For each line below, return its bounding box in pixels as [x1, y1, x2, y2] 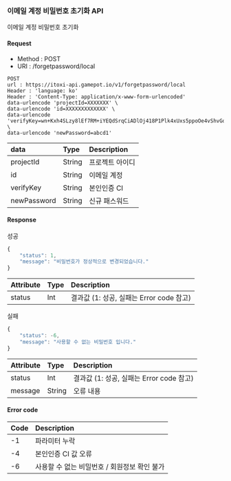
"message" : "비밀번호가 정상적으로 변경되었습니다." [19, 258, 149, 266]
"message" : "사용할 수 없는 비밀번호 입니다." [19, 339, 136, 345]
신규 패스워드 [89, 196, 129, 206]
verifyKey [10, 182, 42, 192]
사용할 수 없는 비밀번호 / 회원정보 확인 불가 [35, 462, 165, 471]
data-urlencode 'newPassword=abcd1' [7, 129, 112, 136]
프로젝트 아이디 [89, 157, 135, 167]
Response [7, 215, 36, 224]
